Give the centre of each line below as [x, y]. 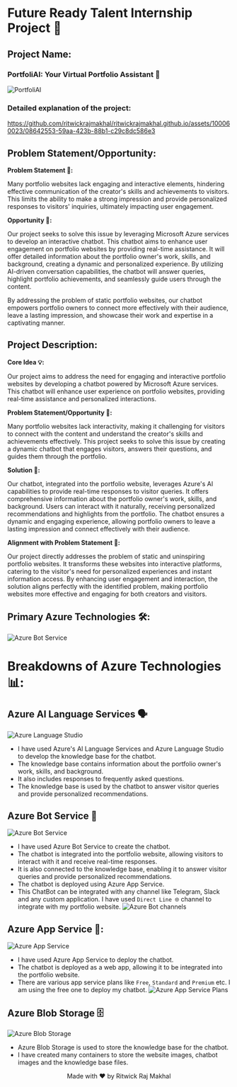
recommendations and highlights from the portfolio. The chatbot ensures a [116, 514]
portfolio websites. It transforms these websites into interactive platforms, [115, 563]
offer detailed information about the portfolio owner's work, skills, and [109, 256]
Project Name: [40, 54]
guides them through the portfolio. [57, 456]
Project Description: [52, 345]
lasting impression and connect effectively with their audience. [99, 529]
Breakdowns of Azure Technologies [114, 666]
